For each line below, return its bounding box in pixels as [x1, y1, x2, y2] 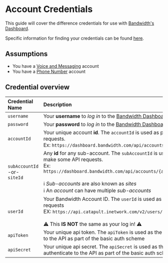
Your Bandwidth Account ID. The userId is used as [43, 195, 161, 202]
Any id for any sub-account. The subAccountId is [43, 150, 158, 157]
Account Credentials [5, 4, 93, 15]
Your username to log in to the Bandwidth [43, 112, 141, 119]
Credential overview [5, 83, 70, 91]
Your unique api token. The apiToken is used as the [43, 228, 162, 235]
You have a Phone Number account [12, 68, 86, 74]
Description [43, 101, 72, 108]
